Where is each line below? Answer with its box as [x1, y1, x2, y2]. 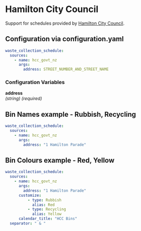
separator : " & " [10, 221, 46, 226]
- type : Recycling [27, 207, 66, 212]
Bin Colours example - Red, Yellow [5, 156, 114, 165]
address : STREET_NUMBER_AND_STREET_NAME [23, 67, 109, 72]
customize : [18, 193, 42, 198]
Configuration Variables [5, 79, 65, 86]
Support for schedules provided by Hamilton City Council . [5, 20, 124, 26]
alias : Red [32, 202, 55, 207]
